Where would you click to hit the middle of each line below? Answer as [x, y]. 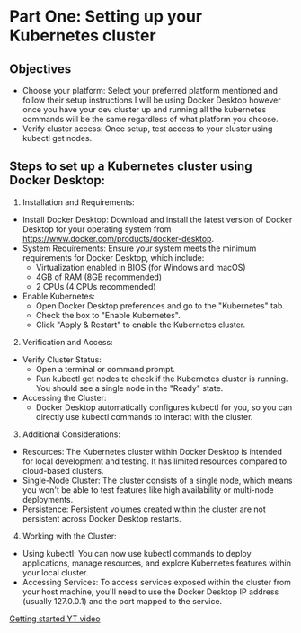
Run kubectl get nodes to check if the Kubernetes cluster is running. [162, 379]
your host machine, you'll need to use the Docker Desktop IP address [150, 592]
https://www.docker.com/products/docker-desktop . [118, 238]
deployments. [48, 499]
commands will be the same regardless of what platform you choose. [150, 119]
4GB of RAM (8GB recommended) [99, 277]
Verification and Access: [68, 342]
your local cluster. [55, 572]
